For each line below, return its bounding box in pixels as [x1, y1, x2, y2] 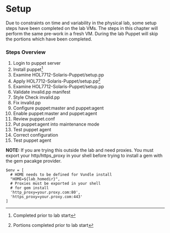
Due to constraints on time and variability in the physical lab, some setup [6, 20, 157, 26]
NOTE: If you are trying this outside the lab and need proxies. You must [6, 147, 154, 153]
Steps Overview [6, 49, 46, 56]
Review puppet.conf [13, 115, 55, 122]
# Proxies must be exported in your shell [10, 181, 101, 186]
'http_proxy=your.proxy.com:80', [10, 189, 81, 195]
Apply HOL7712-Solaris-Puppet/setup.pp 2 [13, 77, 101, 84]
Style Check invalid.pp [13, 94, 60, 100]
